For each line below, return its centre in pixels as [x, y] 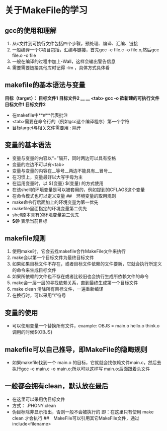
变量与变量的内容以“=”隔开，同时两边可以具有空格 [64, 158]
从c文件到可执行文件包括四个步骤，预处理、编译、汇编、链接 [75, 44]
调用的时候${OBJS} [32, 332]
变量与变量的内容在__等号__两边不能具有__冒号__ [62, 170]
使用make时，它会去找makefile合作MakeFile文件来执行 [69, 251]
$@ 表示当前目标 [30, 221]
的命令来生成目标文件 [34, 270]
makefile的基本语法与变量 [45, 85]
